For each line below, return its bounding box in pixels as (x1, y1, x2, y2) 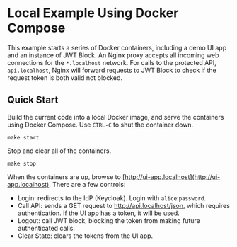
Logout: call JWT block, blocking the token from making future (17, 216, 200, 224)
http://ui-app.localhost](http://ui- (125, 172, 221, 181)
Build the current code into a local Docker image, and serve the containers (7, 113, 224, 121)
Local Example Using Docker (7, 5, 179, 21)
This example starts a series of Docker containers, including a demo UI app (7, 43, 227, 52)
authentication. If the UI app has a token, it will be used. (17, 209, 180, 217)
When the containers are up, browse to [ (7, 172, 125, 181)
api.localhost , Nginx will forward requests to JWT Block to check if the (7, 66, 217, 74)
